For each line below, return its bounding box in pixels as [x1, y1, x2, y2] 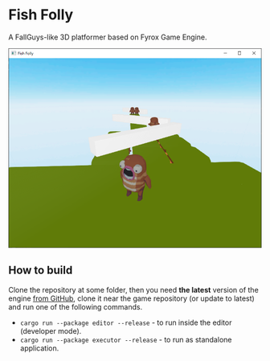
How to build [8, 264, 73, 277]
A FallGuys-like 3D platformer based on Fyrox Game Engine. [8, 32, 207, 42]
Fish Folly [8, 6, 74, 24]
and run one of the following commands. [8, 302, 143, 311]
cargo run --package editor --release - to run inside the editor [19, 318, 232, 327]
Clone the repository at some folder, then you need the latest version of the [8, 285, 259, 294]
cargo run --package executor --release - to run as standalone [19, 334, 232, 344]
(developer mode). [19, 326, 82, 335]
